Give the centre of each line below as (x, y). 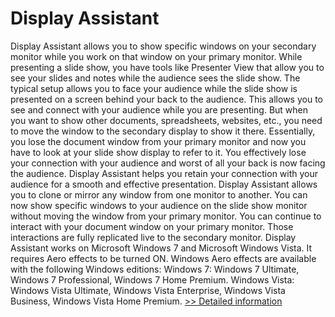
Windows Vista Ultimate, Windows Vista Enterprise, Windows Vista (148, 290)
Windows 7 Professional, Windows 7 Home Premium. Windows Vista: (152, 279)
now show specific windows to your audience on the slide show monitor (159, 205)
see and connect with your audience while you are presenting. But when (159, 109)
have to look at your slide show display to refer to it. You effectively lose (158, 152)
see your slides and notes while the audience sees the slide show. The (155, 78)
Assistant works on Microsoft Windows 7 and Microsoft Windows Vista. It (161, 248)
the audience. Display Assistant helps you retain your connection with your (164, 173)
